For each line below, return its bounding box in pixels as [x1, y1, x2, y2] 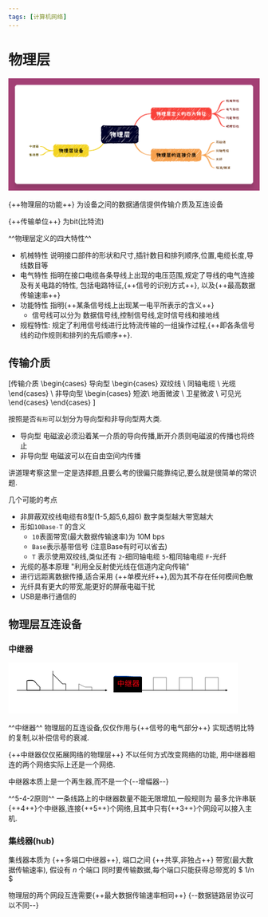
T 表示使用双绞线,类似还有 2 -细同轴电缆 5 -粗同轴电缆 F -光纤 [31, 551, 227, 562]
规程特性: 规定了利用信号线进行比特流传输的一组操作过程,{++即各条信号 [19, 320, 255, 330]
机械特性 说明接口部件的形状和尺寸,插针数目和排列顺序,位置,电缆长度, [19, 251, 247, 260]
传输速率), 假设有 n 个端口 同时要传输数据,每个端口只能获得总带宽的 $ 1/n [14, 865, 255, 875]
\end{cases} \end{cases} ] [8, 397, 96, 407]
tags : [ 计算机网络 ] [8, 13, 67, 21]
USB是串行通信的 [19, 591, 77, 602]
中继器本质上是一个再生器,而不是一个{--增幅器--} [8, 777, 169, 786]
